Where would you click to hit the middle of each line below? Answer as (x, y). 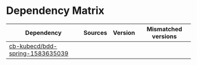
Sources (95, 32)
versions (164, 36)
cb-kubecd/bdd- (33, 46)
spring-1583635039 (39, 53)
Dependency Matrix (55, 11)
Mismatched (164, 29)
